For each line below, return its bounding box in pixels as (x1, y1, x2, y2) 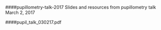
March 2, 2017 (5, 9, 36, 15)
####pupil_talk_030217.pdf (5, 19, 62, 25)
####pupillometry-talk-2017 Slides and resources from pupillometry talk (5, 4, 156, 10)
